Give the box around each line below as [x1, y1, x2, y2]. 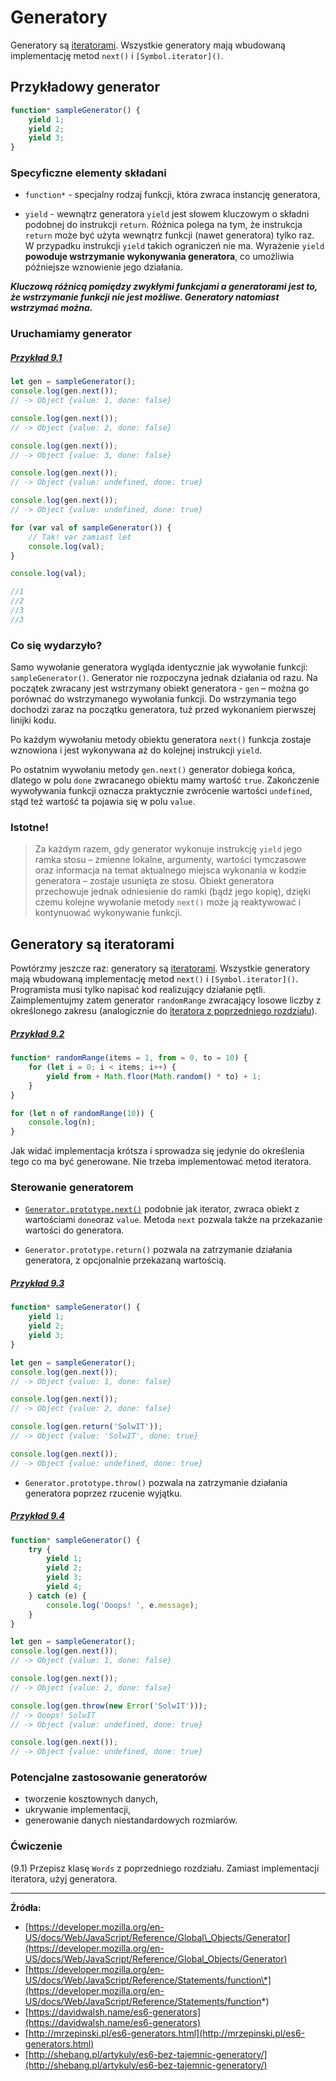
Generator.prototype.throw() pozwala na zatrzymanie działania [24, 1476, 288, 1488]
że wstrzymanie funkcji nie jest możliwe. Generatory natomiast [10, 291, 280, 303]
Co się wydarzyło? [10, 638, 103, 652]
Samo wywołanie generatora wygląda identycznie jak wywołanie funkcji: [10, 661, 308, 673]
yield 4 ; [46, 1582, 83, 1592]
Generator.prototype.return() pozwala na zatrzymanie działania [24, 1244, 293, 1256]
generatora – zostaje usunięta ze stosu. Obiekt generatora [34, 875, 275, 887]
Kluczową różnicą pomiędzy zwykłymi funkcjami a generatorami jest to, [10, 281, 318, 293]
